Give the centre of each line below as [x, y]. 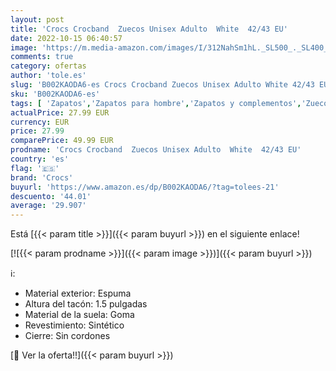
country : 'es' [40, 159]
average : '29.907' [48, 206]
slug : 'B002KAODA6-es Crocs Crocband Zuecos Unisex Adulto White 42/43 [162, 85]
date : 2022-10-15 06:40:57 [66, 38]
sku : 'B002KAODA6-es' [55, 94]
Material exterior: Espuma [78, 293]
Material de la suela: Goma [79, 315]
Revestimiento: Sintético [74, 325]
